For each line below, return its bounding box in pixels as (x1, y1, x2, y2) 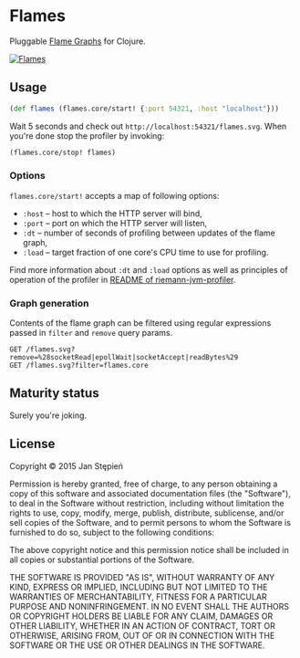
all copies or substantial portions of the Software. (9, 554, 194, 565)
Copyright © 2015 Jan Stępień (9, 460, 124, 471)
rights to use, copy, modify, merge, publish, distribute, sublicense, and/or (9, 507, 284, 518)
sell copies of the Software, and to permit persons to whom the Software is (9, 517, 292, 527)
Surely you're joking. (9, 410, 88, 421)
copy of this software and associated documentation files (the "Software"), (9, 487, 292, 498)
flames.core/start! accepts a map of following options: (9, 190, 220, 201)
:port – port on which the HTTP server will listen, (22, 217, 208, 228)
